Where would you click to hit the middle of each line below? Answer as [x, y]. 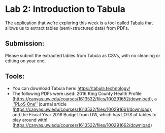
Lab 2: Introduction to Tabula [65, 9]
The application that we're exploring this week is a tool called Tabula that [79, 23]
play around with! [30, 120]
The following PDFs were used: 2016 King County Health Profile [77, 93]
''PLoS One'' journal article [39, 104]
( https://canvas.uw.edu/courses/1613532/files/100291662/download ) [82, 125]
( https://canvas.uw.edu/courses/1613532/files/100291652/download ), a [84, 99]
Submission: [25, 44]
